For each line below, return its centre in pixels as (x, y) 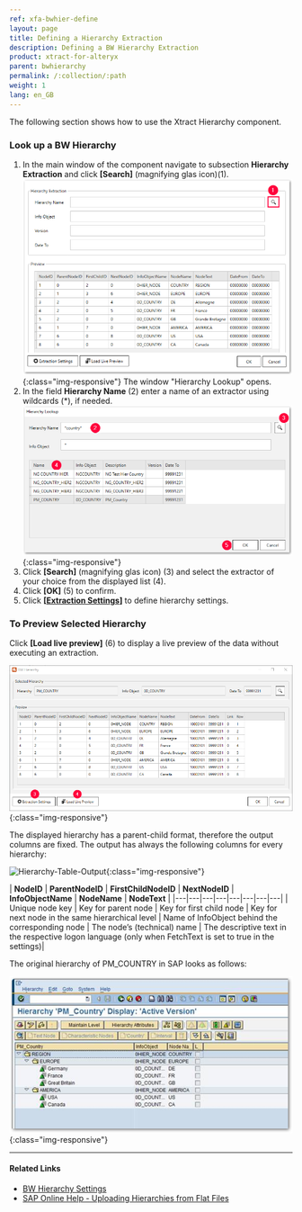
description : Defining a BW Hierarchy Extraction (104, 48)
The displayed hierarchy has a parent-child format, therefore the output (142, 835)
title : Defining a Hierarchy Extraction (86, 38)
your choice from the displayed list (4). (94, 581)
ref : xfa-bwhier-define (54, 19)
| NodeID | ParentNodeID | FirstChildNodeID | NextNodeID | (122, 889)
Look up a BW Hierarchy (63, 145)
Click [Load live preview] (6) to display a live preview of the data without (144, 643)
